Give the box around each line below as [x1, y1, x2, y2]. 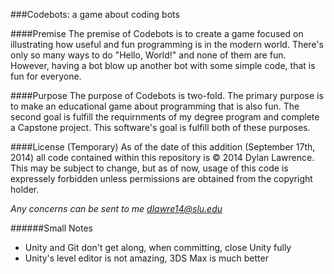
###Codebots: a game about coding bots [10, 9, 180, 20]
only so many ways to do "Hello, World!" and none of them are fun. [10, 49, 287, 61]
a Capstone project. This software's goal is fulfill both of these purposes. [10, 122, 311, 133]
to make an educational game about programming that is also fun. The [10, 100, 300, 112]
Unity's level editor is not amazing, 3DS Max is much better [24, 252, 269, 264]
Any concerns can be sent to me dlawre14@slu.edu [10, 203, 223, 214]
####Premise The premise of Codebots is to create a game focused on [10, 28, 304, 39]
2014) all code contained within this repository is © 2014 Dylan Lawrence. [10, 152, 315, 163]
